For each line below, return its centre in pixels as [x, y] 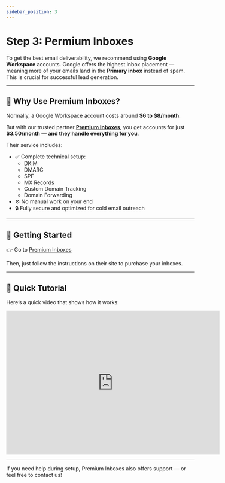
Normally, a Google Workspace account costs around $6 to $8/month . [93, 116]
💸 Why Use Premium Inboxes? [63, 101]
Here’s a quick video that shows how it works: [63, 302]
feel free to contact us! [34, 475]
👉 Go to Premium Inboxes [39, 250]
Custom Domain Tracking [55, 189]
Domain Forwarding [48, 195]
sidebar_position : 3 [32, 12]
